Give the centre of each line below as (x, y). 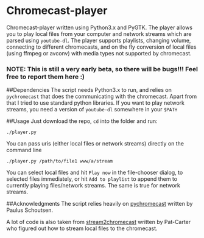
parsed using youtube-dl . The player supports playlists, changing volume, (99, 40)
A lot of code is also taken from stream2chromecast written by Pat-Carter (99, 222)
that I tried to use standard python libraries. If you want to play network (95, 103)
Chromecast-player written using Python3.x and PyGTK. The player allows (100, 27)
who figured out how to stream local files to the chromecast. (82, 228)
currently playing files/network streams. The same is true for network (93, 186)
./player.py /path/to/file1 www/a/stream (60, 161)
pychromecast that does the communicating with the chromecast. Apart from (101, 96)
